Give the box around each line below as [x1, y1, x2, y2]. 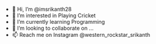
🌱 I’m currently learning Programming [11, 18, 105, 25]
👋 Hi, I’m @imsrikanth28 [11, 6, 72, 12]
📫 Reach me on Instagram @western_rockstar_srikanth [11, 32, 151, 38]
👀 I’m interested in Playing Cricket [11, 12, 96, 19]
